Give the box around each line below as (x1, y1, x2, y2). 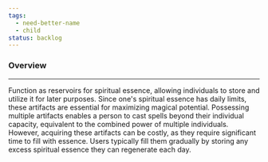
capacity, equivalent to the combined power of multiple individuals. (8, 119, 229, 129)
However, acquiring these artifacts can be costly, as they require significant (8, 128, 257, 137)
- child (15, 26, 41, 34)
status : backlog (8, 33, 62, 42)
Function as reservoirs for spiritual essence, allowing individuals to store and (8, 85, 260, 95)
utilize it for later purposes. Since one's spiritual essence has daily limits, (8, 94, 247, 103)
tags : (8, 11, 26, 20)
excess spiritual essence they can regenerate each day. (8, 145, 191, 154)
